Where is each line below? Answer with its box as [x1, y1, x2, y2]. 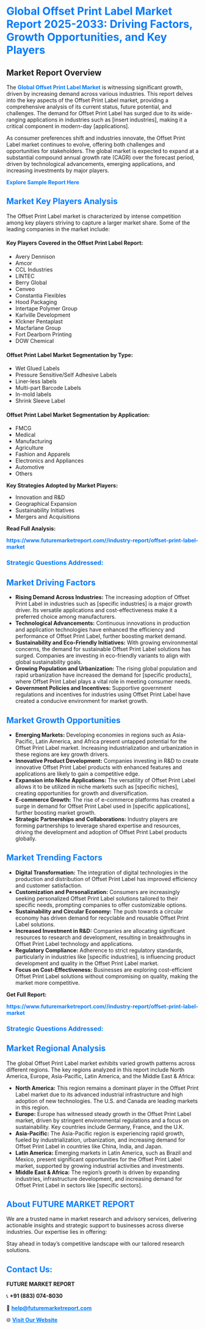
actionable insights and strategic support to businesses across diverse [6, 1222, 184, 1229]
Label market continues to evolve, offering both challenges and [6, 141, 165, 148]
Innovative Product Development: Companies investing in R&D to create [15, 757, 199, 764]
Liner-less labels [15, 378, 57, 385]
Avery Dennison [15, 253, 56, 261]
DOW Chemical [15, 337, 54, 345]
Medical [15, 431, 35, 439]
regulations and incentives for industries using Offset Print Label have [15, 691, 191, 698]
